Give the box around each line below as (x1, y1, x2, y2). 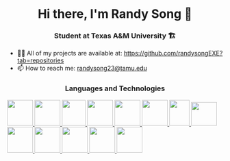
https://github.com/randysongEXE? (123, 49, 223, 58)
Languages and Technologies (64, 84, 166, 93)
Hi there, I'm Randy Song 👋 (37, 6, 193, 22)
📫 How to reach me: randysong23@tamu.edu (16, 64, 147, 73)
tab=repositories (16, 56, 64, 64)
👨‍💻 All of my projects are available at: (16, 49, 123, 58)
